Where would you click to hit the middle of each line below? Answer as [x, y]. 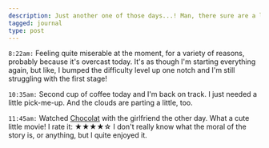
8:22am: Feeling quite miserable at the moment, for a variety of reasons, [126, 54]
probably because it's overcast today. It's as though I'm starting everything [132, 62]
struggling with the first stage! [58, 79]
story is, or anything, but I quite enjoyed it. [78, 135]
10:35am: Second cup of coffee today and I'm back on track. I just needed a [133, 94]
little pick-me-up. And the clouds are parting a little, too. [101, 103]
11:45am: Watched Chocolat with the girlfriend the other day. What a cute [129, 118]
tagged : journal [35, 23]
